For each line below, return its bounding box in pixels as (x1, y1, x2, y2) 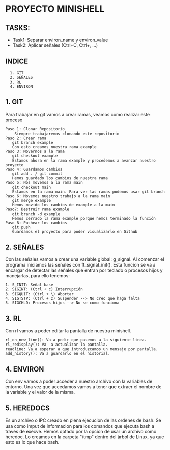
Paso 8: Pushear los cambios (5, 220, 67, 225)
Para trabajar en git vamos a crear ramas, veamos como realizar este (5, 111, 150, 117)
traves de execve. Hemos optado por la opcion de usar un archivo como (5, 428, 157, 434)
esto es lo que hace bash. (5, 439, 60, 445)
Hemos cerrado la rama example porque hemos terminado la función (12, 216, 156, 221)
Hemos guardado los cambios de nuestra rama (12, 175, 108, 181)
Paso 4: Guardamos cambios (5, 167, 63, 172)
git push (12, 225, 31, 230)
